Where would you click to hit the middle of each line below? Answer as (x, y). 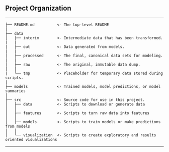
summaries (16, 91)
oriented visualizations (31, 139)
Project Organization (38, 8)
